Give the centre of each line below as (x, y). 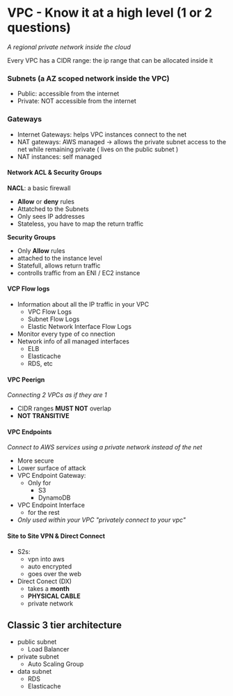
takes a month (48, 588)
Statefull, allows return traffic (59, 265)
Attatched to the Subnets (53, 209)
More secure (35, 461)
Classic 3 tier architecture (64, 625)
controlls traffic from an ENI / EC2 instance (79, 272)
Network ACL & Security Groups (55, 173)
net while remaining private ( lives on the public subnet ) (98, 149)
